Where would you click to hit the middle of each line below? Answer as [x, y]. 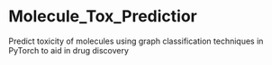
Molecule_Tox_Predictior [103, 16]
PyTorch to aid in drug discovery [69, 50]
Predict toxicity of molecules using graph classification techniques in [136, 41]
